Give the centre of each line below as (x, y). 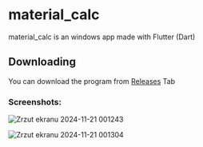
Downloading (42, 62)
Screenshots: (35, 101)
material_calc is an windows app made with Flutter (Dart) (102, 37)
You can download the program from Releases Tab (92, 81)
